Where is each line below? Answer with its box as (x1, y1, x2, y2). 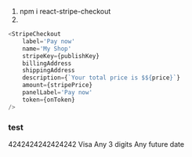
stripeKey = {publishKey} (22, 52, 100, 60)
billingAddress (22, 59, 72, 68)
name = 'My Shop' (22, 45, 72, 53)
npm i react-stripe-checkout (19, 7, 111, 16)
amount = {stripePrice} (22, 82, 92, 89)
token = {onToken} (22, 96, 76, 104)
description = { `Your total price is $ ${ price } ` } (22, 74, 180, 82)
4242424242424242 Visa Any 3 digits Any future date (8, 139, 185, 148)
